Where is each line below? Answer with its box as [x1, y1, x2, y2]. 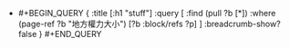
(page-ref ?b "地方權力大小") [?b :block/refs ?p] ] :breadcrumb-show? [17, 18, 281, 29]
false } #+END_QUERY [17, 29, 102, 39]
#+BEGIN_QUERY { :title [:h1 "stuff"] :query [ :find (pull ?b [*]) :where [17, 8, 276, 18]
